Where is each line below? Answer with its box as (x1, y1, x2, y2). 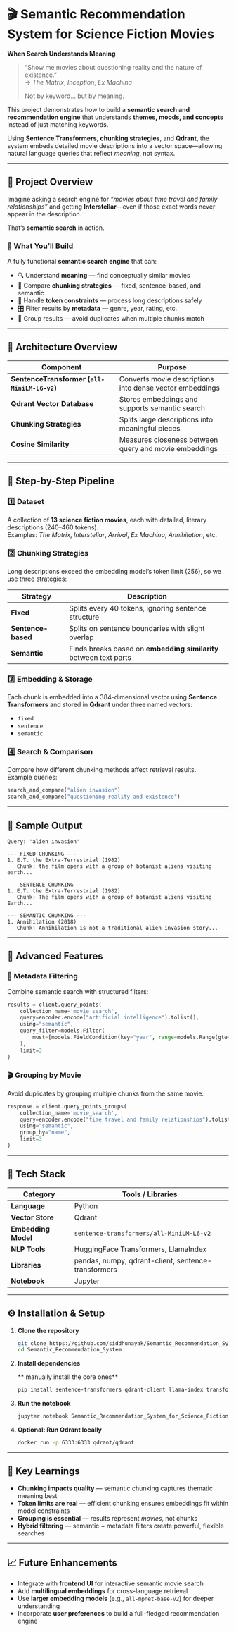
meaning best (17, 1491, 58, 1499)
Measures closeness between (119, 435, 218, 445)
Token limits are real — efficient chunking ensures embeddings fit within (17, 1499, 229, 1507)
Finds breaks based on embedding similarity (69, 644, 219, 654)
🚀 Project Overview (7, 176, 93, 188)
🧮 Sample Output (7, 819, 83, 831)
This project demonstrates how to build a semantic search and (7, 105, 190, 113)
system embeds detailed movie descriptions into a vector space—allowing (7, 141, 223, 149)
